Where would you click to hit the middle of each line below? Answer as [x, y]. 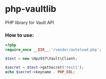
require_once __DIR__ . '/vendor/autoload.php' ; [53, 50]
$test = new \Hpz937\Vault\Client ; [41, 59]
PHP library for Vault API [30, 22]
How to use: [20, 35]
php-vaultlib [31, 9]
